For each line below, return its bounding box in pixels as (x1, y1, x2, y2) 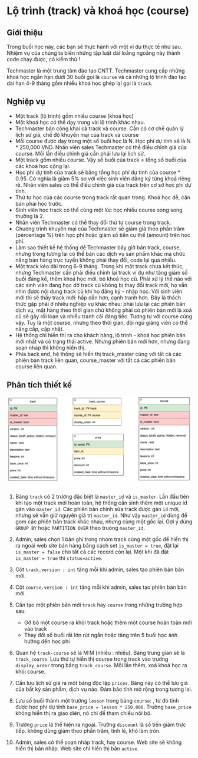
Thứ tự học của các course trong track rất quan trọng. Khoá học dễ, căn (15, 193, 191, 201)
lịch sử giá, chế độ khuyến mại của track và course (15, 131, 139, 138)
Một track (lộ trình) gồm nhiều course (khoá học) (15, 112, 134, 119)
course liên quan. (15, 362, 58, 370)
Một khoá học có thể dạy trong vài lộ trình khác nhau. (15, 118, 146, 126)
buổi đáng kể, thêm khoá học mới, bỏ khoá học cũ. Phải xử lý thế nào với (15, 275, 192, 282)
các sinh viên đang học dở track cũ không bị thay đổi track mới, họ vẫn (15, 281, 188, 288)
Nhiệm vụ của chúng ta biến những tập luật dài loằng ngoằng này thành (6, 50, 181, 57)
